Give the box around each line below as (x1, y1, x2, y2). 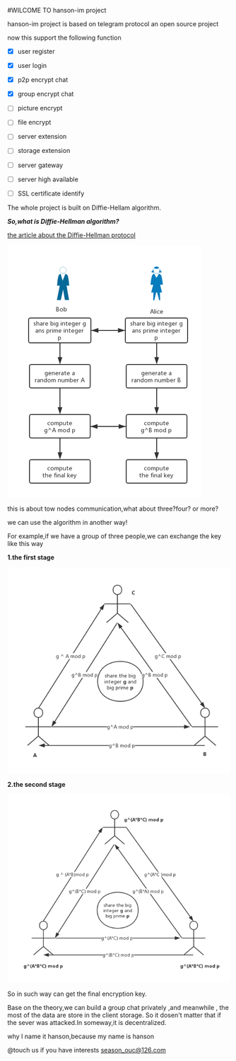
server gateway (17, 161, 64, 169)
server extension (17, 132, 67, 141)
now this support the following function (7, 33, 122, 42)
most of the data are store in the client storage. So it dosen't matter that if (7, 1011, 221, 1019)
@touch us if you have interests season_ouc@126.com (7, 1046, 166, 1055)
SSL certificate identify (17, 189, 85, 198)
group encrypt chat (17, 90, 74, 98)
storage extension (17, 147, 71, 155)
